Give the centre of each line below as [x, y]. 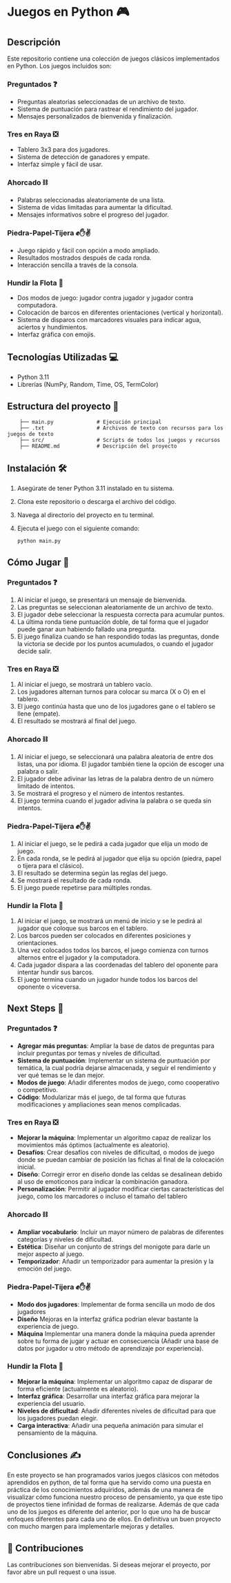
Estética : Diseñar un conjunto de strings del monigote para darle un [113, 1247]
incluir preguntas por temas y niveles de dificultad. [89, 1053]
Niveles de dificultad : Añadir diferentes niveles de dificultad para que [117, 1411]
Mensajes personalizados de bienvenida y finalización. [95, 117]
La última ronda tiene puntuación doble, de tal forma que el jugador [113, 622]
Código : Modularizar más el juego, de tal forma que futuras [101, 1097]
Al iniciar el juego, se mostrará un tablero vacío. [85, 684]
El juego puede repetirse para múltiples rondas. [84, 888]
